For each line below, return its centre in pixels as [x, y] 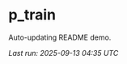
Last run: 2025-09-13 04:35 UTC [63, 53]
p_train [32, 15]
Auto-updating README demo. [60, 37]
